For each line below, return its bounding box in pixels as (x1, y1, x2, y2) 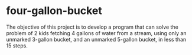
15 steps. (6, 42, 28, 49)
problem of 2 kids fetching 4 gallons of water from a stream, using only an (6, 29, 187, 36)
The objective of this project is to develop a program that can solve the (6, 23, 178, 30)
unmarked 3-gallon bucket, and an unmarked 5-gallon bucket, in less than (6, 36, 187, 43)
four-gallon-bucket (6, 4, 102, 18)
